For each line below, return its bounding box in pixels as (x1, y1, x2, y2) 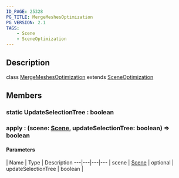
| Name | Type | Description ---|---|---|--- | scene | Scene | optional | (6, 159, 174, 166)
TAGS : (6, 25, 19, 31)
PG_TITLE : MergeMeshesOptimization (6, 14, 93, 20)
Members (6, 91, 42, 101)
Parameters (6, 146, 35, 153)
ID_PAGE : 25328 (6, 8, 43, 15)
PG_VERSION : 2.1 (6, 19, 46, 25)
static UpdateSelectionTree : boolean (6, 108, 114, 117)
